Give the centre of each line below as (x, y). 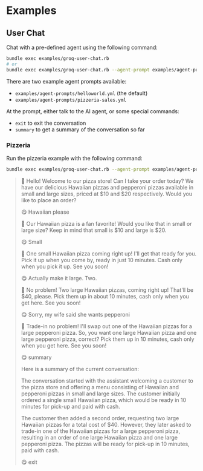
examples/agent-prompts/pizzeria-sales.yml (71, 100)
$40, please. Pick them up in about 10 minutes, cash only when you (105, 296)
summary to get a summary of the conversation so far (80, 129)
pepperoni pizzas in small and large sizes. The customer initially (100, 394)
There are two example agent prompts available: (66, 81)
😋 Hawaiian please (45, 212)
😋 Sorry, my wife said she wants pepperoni (75, 314)
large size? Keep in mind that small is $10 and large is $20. (94, 230)
